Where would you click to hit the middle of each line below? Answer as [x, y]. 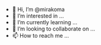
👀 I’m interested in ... [38, 16]
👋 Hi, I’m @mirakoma [39, 9]
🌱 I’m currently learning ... [45, 22]
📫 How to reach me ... [40, 36]
